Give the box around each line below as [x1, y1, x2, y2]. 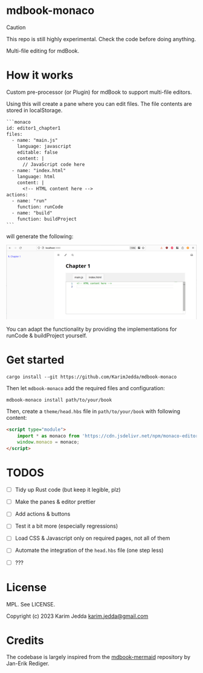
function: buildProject [17, 216, 77, 222]
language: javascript [17, 143, 71, 149]
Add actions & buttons [14, 510, 71, 518]
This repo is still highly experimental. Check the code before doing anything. [6, 35, 196, 42]
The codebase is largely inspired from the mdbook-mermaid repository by [6, 654, 190, 661]
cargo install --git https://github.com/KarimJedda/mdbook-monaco [6, 374, 177, 380]
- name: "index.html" [11, 167, 66, 173]
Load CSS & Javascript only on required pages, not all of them [14, 534, 170, 542]
